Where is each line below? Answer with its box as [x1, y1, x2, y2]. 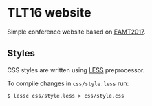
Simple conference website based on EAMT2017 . [7, 28, 146, 36]
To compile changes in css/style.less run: [7, 79, 129, 87]
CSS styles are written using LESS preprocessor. [7, 65, 145, 74]
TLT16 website [7, 5, 91, 21]
